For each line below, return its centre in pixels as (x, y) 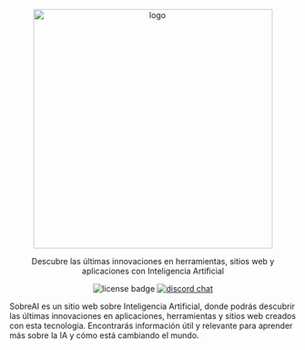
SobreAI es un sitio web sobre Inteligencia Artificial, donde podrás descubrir (152, 306)
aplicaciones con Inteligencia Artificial (153, 271)
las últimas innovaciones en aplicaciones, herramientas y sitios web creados (152, 316)
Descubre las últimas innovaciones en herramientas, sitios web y (153, 261)
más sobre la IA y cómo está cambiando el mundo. (104, 335)
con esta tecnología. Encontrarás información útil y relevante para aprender (151, 325)
